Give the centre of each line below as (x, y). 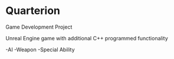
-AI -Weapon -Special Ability (40, 49)
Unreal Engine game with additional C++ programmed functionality (87, 38)
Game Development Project (39, 27)
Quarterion (33, 11)
